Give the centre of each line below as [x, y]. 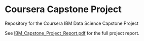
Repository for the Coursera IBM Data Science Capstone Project [72, 23]
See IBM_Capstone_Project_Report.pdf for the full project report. [72, 33]
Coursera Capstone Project [63, 9]
